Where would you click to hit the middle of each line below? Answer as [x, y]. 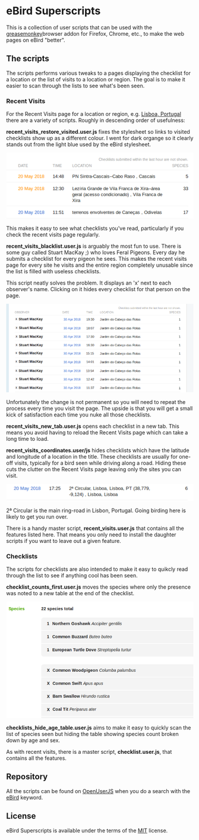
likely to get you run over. [37, 517]
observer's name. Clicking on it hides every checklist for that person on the [98, 289]
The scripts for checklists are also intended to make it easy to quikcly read [97, 569]
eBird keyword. [25, 797]
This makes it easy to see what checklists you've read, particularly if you [95, 228]
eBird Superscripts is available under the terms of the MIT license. [87, 830]
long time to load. [28, 439]
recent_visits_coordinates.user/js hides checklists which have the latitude [98, 450]
